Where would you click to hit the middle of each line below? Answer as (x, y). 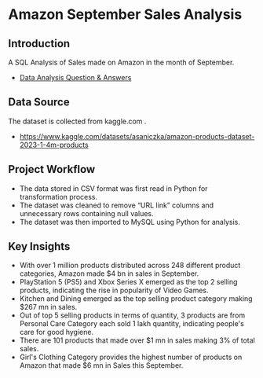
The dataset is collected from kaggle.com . (77, 121)
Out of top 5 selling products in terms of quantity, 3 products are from (132, 315)
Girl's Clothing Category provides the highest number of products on (131, 357)
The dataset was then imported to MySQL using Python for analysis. (130, 222)
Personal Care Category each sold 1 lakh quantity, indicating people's (132, 324)
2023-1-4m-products (54, 145)
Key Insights (39, 246)
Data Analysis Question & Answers (75, 77)
